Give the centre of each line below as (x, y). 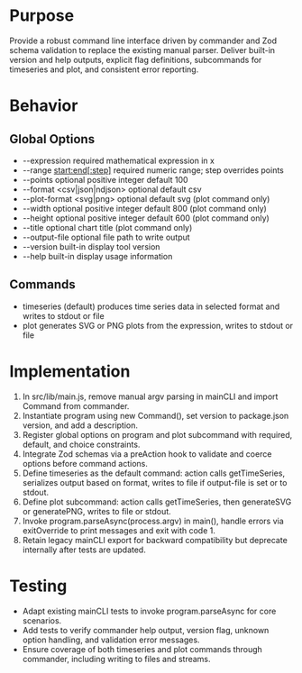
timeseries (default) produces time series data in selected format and (151, 306)
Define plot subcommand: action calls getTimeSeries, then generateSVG (157, 502)
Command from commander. (76, 405)
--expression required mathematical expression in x (118, 160)
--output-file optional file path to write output (106, 237)
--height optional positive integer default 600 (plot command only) (146, 218)
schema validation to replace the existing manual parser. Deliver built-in (142, 50)
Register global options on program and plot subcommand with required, (157, 434)
